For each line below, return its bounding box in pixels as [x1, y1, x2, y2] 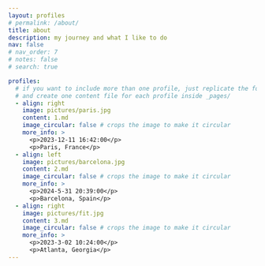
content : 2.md [22, 165, 69, 174]
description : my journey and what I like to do [8, 33, 168, 42]
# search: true [8, 63, 58, 71]
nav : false [8, 41, 44, 49]
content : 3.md [22, 216, 69, 225]
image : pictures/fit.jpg [22, 209, 104, 217]
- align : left [15, 151, 62, 159]
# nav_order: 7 [8, 48, 58, 56]
